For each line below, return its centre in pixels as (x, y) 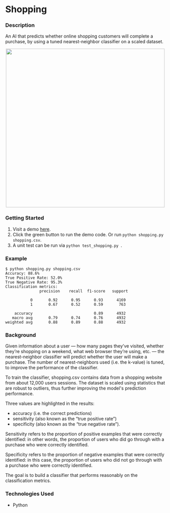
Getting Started (25, 218)
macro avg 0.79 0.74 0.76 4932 (69, 318)
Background (21, 335)
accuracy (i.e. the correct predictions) (52, 413)
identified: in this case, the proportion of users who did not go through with (84, 460)
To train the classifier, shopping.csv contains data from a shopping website (84, 377)
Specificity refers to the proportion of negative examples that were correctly (85, 455)
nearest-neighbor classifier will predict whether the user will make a (76, 357)
